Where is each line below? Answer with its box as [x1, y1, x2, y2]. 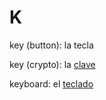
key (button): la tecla [9, 39, 94, 51]
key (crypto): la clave [9, 58, 96, 70]
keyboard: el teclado [9, 77, 94, 90]
